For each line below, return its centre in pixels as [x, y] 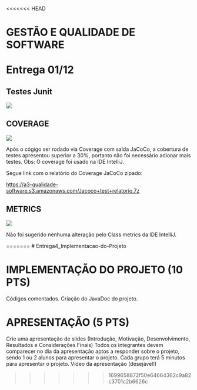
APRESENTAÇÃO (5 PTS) [68, 322]
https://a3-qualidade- [32, 184]
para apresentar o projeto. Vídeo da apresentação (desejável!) [81, 363]
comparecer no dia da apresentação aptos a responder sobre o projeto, [93, 351]
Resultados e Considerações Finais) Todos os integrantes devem [85, 345]
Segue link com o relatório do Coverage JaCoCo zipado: [74, 173]
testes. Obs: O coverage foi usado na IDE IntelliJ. [65, 161]
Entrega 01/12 [40, 70]
